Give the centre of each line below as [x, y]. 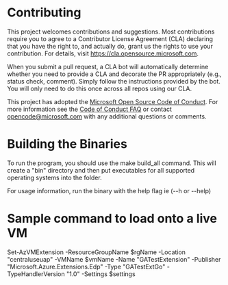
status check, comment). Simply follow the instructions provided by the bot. [114, 81]
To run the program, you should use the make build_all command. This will [112, 163]
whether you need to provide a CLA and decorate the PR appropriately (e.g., [115, 74]
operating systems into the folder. [54, 177]
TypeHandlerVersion [36, 274]
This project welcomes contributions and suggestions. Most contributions [111, 32]
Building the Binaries [67, 144]
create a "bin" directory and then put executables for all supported [101, 170]
